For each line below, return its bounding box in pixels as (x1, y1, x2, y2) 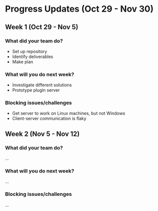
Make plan (12, 58, 33, 64)
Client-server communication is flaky (12, 115, 87, 121)
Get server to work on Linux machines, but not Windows (12, 111, 125, 116)
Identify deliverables (12, 54, 54, 59)
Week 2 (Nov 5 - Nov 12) (5, 130, 80, 138)
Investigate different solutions (12, 82, 72, 88)
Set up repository (12, 48, 47, 54)
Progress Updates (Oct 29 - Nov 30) (5, 3, 154, 15)
